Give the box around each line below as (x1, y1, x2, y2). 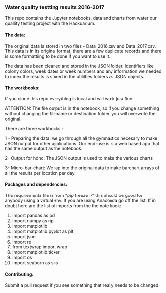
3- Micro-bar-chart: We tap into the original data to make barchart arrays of (5, 165, 160, 171)
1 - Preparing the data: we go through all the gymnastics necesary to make (5, 135, 158, 141)
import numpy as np (12, 217, 54, 224)
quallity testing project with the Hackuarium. (5, 20, 96, 26)
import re (12, 239, 31, 244)
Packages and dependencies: (5, 181, 68, 187)
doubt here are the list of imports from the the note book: (5, 202, 121, 209)
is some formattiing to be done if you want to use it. (5, 53, 111, 59)
